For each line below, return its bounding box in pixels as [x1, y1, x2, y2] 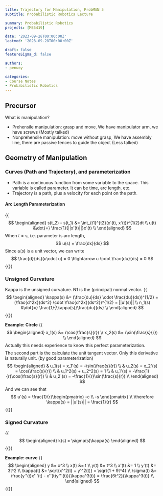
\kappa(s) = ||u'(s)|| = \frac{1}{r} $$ [46, 399, 118, 405]
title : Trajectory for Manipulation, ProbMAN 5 [5, 7, 104, 12]
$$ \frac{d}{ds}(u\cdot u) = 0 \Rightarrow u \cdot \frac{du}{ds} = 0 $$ [11, 255, 153, 261]
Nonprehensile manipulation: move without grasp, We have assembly [12, 134, 152, 140]
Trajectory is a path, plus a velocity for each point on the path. [12, 190, 138, 196]
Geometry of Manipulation [5, 154, 87, 162]
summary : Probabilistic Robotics [5, 21, 73, 25]
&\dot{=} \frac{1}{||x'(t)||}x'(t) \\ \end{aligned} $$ [32, 225, 132, 231]
